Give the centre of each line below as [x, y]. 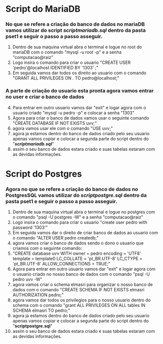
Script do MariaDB [43, 9]
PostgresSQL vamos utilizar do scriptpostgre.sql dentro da [76, 195]
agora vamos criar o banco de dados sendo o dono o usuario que [78, 243]
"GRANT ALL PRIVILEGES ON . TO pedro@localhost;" [66, 78]
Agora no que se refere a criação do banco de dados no [72, 189]
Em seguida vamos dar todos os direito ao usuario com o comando [79, 73]
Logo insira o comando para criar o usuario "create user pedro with [80, 223]
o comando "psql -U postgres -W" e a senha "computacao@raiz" [78, 217]
